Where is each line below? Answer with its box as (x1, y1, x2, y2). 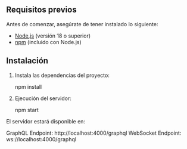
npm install (14, 83, 42, 90)
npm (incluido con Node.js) (14, 38, 82, 45)
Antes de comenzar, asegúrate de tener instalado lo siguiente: (6, 20, 159, 27)
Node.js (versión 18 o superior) (14, 32, 91, 39)
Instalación (6, 56, 49, 66)
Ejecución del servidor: (14, 95, 71, 102)
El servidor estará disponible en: (6, 117, 85, 125)
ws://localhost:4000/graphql (6, 135, 76, 142)
